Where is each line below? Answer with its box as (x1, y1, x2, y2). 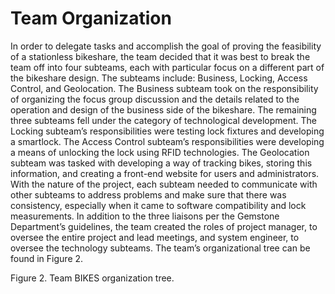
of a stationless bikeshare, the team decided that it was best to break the (10, 50, 311, 62)
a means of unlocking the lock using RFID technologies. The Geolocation (10, 146, 310, 158)
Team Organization (10, 7, 172, 30)
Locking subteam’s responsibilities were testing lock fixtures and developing (10, 125, 325, 137)
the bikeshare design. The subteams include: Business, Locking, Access (10, 72, 308, 84)
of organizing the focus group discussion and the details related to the (10, 93, 300, 105)
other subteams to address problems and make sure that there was (10, 188, 287, 201)
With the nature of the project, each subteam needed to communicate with (10, 178, 318, 190)
